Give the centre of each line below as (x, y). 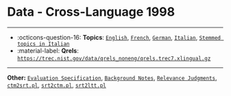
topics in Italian (43, 44)
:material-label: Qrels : (48, 50)
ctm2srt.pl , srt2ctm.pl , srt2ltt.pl (57, 85)
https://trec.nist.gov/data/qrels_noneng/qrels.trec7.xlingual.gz (114, 58)
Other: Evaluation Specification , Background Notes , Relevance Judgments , (112, 77)
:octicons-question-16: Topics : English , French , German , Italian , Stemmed (119, 37)
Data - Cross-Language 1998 (91, 12)
